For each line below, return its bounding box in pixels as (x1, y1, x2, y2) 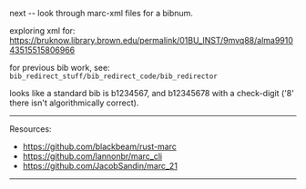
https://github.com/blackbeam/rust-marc (22, 141, 178, 152)
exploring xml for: (9, 25, 76, 35)
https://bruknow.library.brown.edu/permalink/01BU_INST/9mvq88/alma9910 (9, 35, 294, 45)
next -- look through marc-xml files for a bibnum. (9, 8, 194, 18)
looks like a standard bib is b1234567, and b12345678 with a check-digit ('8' (9, 88, 294, 98)
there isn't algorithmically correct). (9, 97, 139, 108)
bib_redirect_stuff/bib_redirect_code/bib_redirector (9, 72, 219, 81)
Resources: (9, 124, 52, 134)
